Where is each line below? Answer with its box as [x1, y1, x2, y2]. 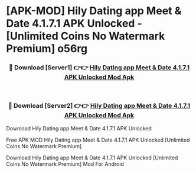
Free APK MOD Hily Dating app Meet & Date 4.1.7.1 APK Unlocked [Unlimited [6, 136, 190, 143]
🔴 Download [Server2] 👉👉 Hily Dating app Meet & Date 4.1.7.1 [8, 102, 191, 110]
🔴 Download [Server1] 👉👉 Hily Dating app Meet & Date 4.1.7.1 [8, 63, 190, 72]
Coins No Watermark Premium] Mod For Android [6, 160, 124, 167]
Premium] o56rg [6, 42, 88, 56]
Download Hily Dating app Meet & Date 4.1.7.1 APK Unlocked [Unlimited [6, 154, 178, 161]
